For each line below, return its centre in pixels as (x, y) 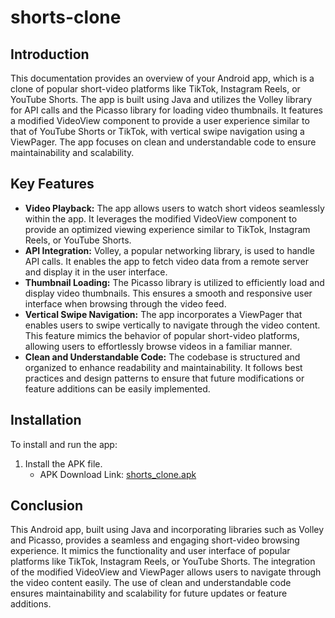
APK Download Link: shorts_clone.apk (118, 474)
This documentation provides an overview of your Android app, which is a (162, 78)
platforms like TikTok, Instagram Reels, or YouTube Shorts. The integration (163, 562)
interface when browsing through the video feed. (125, 303)
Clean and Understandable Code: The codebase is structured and (162, 357)
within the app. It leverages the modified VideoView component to (161, 218)
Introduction (50, 54)
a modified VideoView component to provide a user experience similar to (160, 120)
